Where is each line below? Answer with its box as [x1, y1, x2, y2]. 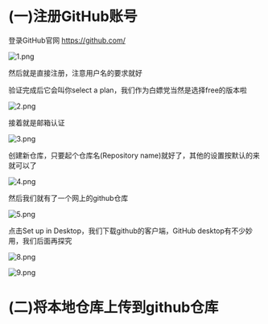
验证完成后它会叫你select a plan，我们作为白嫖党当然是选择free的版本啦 [8, 85, 248, 95]
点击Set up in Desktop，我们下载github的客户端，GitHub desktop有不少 [8, 226, 246, 236]
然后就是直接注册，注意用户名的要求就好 [8, 68, 142, 77]
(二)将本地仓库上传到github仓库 [8, 298, 219, 317]
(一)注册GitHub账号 [8, 7, 138, 26]
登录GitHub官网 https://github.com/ [8, 35, 126, 45]
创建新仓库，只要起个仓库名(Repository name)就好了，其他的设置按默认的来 [8, 150, 260, 160]
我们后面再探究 [22, 236, 72, 245]
